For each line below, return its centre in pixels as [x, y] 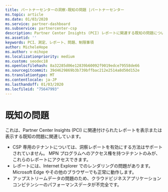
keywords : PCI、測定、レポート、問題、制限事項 [49, 43]
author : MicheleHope [27, 47]
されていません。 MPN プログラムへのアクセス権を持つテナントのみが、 [86, 153]
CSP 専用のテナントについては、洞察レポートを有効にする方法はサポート [87, 147]
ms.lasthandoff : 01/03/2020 [34, 84]
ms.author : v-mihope [27, 52]
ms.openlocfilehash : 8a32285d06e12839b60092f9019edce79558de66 [72, 66]
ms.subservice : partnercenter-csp [41, 29]
